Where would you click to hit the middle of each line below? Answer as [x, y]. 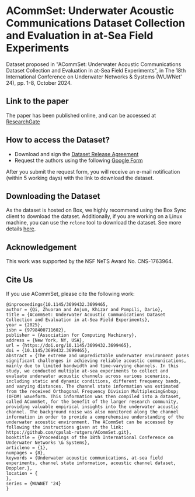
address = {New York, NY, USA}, [45, 340]
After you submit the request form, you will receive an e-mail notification [93, 171]
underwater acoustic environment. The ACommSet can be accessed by [90, 422]
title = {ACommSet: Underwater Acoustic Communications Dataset [86, 315]
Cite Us [20, 280]
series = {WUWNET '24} [34, 484]
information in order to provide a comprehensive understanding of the [95, 417]
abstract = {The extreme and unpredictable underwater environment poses [98, 356]
